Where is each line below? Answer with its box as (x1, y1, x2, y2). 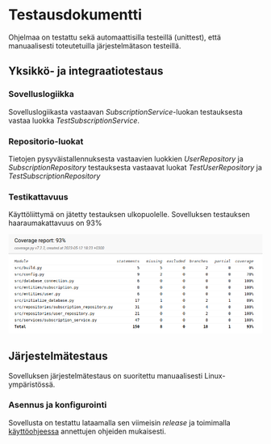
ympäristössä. (8, 379, 56, 389)
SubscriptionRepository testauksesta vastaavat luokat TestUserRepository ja (8, 162, 262, 172)
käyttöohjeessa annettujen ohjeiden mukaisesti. (8, 426, 167, 436)
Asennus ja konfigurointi (8, 400, 107, 411)
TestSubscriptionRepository (8, 171, 101, 181)
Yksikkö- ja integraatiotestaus (8, 65, 164, 78)
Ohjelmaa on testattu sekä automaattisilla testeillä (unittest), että (8, 32, 222, 42)
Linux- (204, 371, 226, 380)
